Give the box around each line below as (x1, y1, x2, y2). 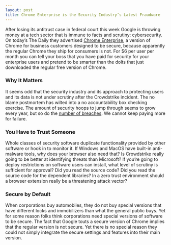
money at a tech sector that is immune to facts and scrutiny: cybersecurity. (5, 32, 162, 38)
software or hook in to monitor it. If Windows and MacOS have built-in (5, 145, 152, 152)
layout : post (5, 7, 33, 13)
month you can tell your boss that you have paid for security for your (5, 53, 149, 59)
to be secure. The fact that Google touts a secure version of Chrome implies (5, 218, 165, 225)
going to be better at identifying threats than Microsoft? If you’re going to (5, 156, 158, 162)
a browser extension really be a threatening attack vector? (5, 178, 127, 184)
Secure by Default (5, 191, 51, 198)
